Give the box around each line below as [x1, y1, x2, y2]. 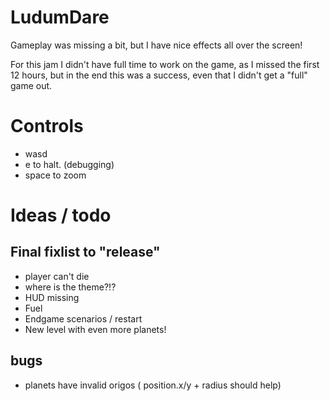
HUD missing [24, 291, 80, 303]
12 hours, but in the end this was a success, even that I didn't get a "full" [10, 69, 308, 81]
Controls [10, 115, 84, 138]
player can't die [24, 270, 90, 282]
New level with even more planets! [24, 323, 167, 335]
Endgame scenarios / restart [24, 312, 143, 325]
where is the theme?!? [24, 281, 117, 293]
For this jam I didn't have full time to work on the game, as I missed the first [10, 58, 320, 70]
